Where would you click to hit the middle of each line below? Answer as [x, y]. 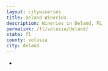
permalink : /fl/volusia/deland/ [47, 29]
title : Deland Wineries [37, 18]
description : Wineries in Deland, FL [54, 23]
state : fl [19, 35]
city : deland [23, 46]
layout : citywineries [34, 12]
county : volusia [27, 40]
